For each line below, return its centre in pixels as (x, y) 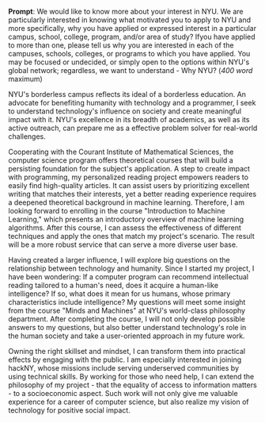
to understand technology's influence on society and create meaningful (125, 111)
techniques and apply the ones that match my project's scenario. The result (131, 236)
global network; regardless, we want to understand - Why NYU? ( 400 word (131, 70)
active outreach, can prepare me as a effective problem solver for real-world (133, 128)
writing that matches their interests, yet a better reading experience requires (132, 194)
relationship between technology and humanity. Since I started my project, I (131, 268)
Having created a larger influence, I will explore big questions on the (119, 260)
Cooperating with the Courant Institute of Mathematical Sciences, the (121, 152)
